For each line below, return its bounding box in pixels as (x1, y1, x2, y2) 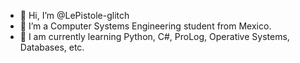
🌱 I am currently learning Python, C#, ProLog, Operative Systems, (19, 31, 290, 42)
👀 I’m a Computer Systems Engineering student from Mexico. (19, 20, 272, 32)
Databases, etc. (19, 41, 85, 53)
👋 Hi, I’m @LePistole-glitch (19, 10, 130, 21)
